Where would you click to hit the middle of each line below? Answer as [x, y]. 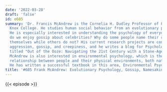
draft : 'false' [21, 14]
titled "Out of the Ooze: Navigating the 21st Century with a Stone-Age [86, 51]
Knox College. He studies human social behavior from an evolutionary [84, 28]
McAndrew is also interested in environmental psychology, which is [82, 56]
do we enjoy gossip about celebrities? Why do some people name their [84, 38]
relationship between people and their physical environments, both [82, 61]
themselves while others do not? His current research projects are [82, 42]
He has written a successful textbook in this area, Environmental [81, 65]
